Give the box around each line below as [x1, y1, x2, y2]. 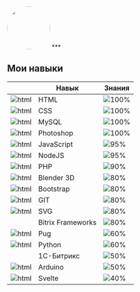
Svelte [38, 273, 59, 283]
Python [38, 240, 62, 249]
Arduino [38, 262, 64, 271]
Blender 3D [38, 172, 75, 182]
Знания [104, 83, 130, 93]
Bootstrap [38, 184, 70, 194]
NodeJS [38, 150, 65, 160]
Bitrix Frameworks [38, 217, 97, 227]
